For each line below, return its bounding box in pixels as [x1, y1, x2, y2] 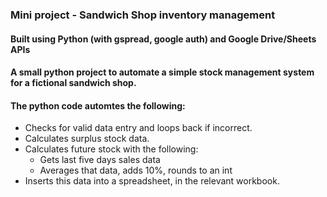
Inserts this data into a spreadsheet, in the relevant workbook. [24, 175, 280, 187]
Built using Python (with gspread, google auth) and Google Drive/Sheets [10, 33, 317, 45]
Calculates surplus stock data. [24, 133, 150, 145]
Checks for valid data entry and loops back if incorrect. [24, 122, 253, 134]
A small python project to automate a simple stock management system [10, 66, 315, 78]
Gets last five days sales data [39, 154, 161, 166]
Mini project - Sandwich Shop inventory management [10, 8, 276, 22]
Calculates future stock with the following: [24, 143, 199, 155]
